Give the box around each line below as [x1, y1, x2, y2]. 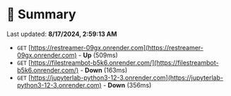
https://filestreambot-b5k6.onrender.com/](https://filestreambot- [30, 58, 219, 66]
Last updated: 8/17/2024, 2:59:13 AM [6, 30, 117, 38]
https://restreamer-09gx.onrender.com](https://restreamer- [30, 43, 204, 52]
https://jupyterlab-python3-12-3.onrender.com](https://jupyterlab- [30, 73, 224, 82]
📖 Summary [6, 6, 76, 23]
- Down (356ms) [102, 80, 152, 89]
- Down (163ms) [80, 66, 128, 74]
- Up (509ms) [78, 51, 118, 59]
